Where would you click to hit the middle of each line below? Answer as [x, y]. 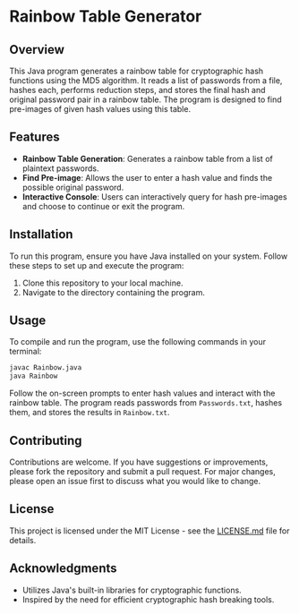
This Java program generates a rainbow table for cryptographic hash [137, 71]
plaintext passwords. [60, 168]
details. [23, 540]
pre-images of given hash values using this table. [100, 109]
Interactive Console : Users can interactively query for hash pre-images [155, 196]
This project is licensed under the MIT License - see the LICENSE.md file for [149, 531]
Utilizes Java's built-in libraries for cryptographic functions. [132, 590]
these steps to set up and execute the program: [97, 265]
